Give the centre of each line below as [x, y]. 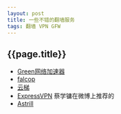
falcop [26, 79]
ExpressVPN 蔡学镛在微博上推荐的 [66, 96]
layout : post [26, 13]
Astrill [25, 104]
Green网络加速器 [41, 71]
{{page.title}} [37, 54]
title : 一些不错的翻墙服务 [41, 20]
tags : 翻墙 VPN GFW [34, 26]
